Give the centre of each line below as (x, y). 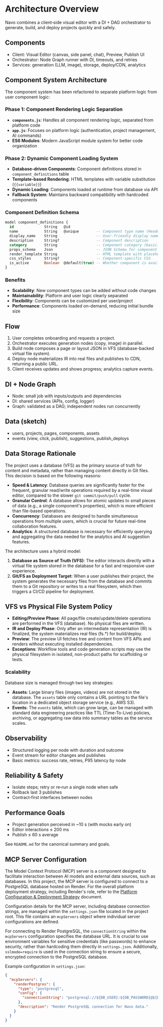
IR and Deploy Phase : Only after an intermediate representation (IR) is (82, 629)
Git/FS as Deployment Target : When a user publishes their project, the (83, 576)
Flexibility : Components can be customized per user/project (73, 301)
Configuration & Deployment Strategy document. (54, 897)
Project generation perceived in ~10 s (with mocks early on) (72, 824)
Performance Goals (35, 813)
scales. (19, 723)
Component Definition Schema (42, 212)
